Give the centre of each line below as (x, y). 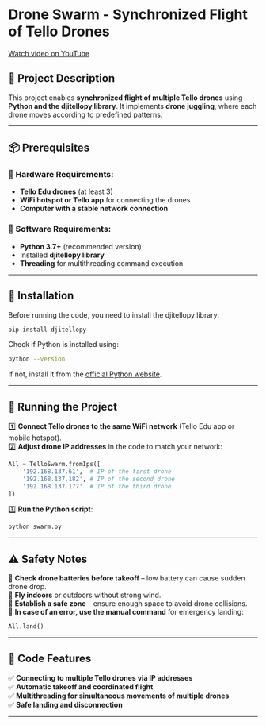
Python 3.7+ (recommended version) (81, 246)
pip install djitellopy (47, 330)
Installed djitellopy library (62, 255)
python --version (37, 359)
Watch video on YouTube (49, 53)
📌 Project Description (62, 78)
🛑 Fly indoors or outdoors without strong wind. (85, 595)
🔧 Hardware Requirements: (61, 175)
